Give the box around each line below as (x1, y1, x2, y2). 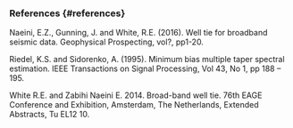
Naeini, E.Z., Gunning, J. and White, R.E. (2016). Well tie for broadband (9, 28, 268, 38)
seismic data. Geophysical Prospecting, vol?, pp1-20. (9, 36, 204, 47)
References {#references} (9, 7, 126, 20)
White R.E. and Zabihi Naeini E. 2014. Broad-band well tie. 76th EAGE (9, 90, 263, 100)
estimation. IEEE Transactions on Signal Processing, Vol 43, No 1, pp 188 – (9, 63, 281, 74)
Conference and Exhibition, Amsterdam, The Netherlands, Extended (9, 100, 259, 110)
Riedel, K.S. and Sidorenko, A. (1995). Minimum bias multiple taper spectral (9, 54, 285, 65)
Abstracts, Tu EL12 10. (9, 109, 90, 120)
